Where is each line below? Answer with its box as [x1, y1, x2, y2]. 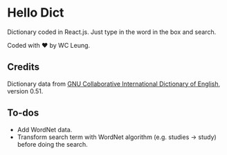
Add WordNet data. [17, 125, 73, 134]
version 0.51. [7, 86, 44, 95]
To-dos [7, 107, 39, 119]
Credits [7, 61, 40, 73]
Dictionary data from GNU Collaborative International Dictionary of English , [7, 80, 221, 88]
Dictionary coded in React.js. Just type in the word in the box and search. [7, 28, 217, 36]
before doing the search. [17, 140, 88, 148]
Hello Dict [7, 5, 64, 21]
